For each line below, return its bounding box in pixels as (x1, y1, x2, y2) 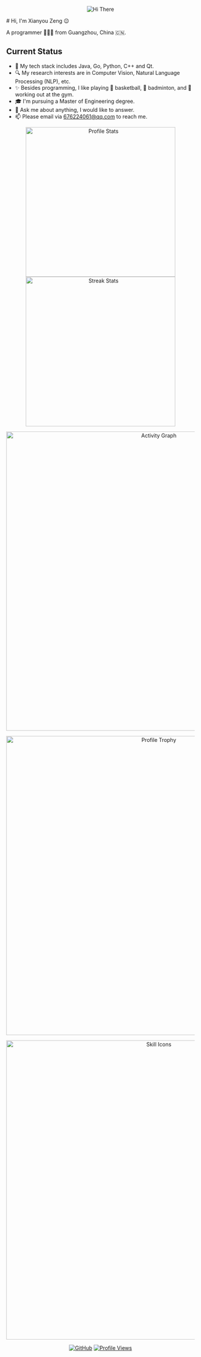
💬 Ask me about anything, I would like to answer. (14, 106, 135, 113)
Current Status (6, 47, 63, 57)
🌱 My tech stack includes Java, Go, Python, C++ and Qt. (14, 62, 154, 69)
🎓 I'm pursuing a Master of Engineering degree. (14, 98, 135, 105)
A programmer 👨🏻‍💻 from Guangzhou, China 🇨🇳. (6, 29, 127, 36)
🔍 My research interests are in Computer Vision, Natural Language (14, 69, 181, 76)
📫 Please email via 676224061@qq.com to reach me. (14, 112, 148, 120)
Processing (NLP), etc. (14, 78, 71, 85)
